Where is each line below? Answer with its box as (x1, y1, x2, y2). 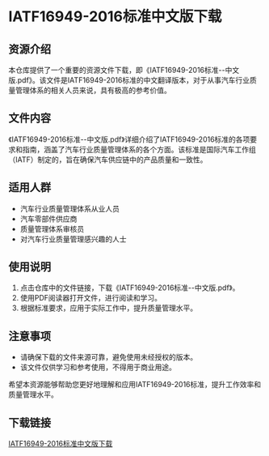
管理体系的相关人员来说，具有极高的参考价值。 (15, 86, 171, 95)
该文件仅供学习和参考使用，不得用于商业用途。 (19, 362, 176, 373)
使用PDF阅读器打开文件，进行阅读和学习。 (19, 293, 162, 303)
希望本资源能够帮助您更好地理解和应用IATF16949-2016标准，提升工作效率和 (8, 380, 262, 390)
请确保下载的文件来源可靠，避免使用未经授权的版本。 (19, 352, 198, 362)
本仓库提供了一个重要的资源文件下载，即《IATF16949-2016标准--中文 (8, 66, 240, 75)
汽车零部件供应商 (19, 214, 78, 224)
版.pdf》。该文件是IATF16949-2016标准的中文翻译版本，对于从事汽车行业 (8, 75, 250, 85)
